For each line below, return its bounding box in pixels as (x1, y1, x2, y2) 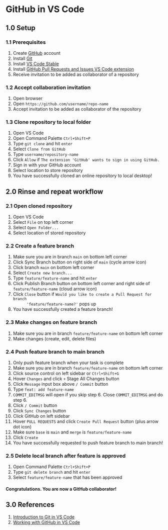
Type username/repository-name (12, 151, 79, 157)
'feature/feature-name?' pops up (26, 301, 96, 307)
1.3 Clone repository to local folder (5, 119, 91, 126)
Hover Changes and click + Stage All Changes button (12, 376, 119, 382)
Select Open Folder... (12, 225, 59, 231)
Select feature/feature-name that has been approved (12, 474, 122, 481)
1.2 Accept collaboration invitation (5, 84, 91, 91)
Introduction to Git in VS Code (12, 514, 74, 520)
